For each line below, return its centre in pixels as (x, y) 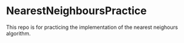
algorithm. (19, 33)
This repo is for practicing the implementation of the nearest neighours (92, 27)
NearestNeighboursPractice (76, 11)
